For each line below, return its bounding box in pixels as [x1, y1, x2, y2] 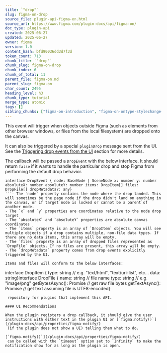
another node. [5, 204, 35, 209]
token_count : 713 [5, 53, 41, 59]
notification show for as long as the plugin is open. [5, 343, 121, 348]
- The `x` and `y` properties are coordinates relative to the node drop [5, 209, 162, 214]
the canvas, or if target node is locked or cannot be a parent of [5, 200, 148, 205]
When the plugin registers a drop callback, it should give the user [5, 312, 153, 318]
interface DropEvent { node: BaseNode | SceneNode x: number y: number [5, 178, 157, 183]
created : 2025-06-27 [5, 30, 48, 35]
